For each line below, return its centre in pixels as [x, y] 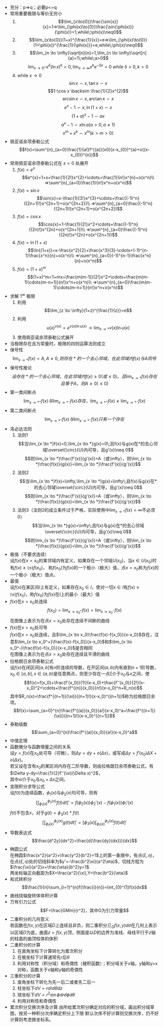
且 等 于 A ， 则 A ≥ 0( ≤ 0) [84, 384]
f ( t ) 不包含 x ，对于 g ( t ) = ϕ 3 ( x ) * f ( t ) [44, 813]
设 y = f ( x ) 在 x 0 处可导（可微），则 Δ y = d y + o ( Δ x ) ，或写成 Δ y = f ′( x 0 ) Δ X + [83, 754]
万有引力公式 [23, 902]
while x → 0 [29, 75]
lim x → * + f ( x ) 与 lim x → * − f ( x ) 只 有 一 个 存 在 [84, 420]
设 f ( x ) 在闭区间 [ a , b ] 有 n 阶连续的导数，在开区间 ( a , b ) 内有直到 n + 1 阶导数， [84, 667]
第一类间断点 [23, 392]
